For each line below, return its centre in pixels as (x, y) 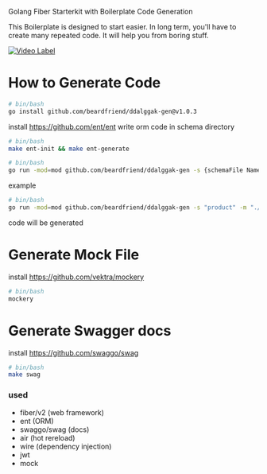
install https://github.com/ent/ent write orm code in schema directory (122, 126)
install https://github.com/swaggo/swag (74, 352)
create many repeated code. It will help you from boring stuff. (108, 35)
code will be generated (46, 223)
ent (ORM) (37, 421)
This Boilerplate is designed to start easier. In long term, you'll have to (122, 27)
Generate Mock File (74, 255)
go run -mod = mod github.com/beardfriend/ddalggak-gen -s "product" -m (128, 208)
